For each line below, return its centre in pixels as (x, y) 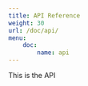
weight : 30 (26, 23)
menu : (17, 38)
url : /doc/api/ (34, 30)
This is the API (32, 75)
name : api (53, 53)
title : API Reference (44, 16)
